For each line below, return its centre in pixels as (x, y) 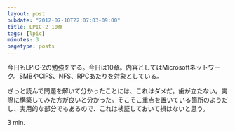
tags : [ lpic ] (26, 33)
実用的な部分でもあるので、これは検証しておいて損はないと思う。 (114, 108)
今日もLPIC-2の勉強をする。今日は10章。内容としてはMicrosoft (99, 67)
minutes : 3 (23, 40)
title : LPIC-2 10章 (35, 27)
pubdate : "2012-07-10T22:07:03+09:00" (64, 20)
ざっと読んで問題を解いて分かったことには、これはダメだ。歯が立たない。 (115, 91)
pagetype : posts (31, 46)
